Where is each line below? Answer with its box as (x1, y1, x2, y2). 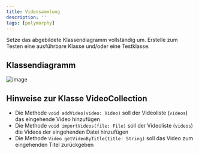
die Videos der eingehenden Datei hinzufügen (14, 128, 129, 135)
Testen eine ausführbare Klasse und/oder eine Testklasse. (6, 43, 150, 50)
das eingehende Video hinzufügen (14, 116, 101, 123)
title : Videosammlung (6, 8, 61, 15)
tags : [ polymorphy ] (6, 20, 55, 26)
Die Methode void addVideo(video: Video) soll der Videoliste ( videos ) (14, 109, 188, 116)
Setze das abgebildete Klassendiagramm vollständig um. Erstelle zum (6, 37, 178, 44)
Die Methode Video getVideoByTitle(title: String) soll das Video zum (14, 135, 194, 141)
